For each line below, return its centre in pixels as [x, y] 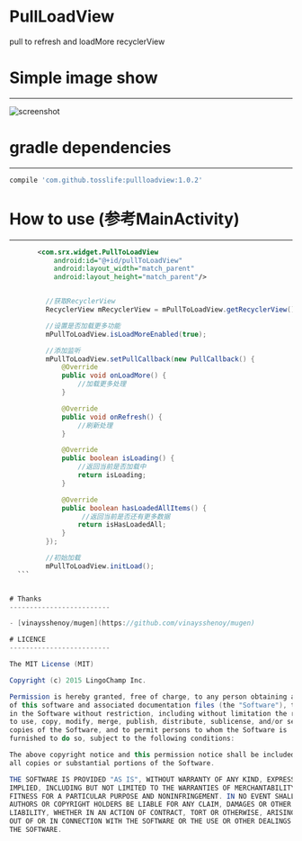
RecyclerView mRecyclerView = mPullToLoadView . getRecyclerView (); [172, 310]
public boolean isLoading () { [118, 458]
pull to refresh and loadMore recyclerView [87, 41]
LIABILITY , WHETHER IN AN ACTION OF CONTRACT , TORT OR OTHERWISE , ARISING [152, 813]
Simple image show [84, 78]
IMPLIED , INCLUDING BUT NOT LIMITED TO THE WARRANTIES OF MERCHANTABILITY [152, 788]
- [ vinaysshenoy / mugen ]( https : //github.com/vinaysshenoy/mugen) [132, 623]
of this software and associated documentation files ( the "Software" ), [148, 705]
